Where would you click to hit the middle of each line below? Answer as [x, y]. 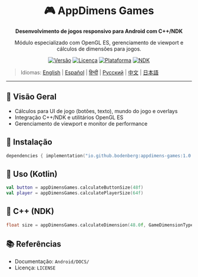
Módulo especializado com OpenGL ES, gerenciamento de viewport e [99, 42]
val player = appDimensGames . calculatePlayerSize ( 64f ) [75, 193]
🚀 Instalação [29, 142]
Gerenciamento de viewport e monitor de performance [81, 123]
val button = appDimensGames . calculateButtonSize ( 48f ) [75, 188]
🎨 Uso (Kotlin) [32, 174]
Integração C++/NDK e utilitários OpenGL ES [69, 117]
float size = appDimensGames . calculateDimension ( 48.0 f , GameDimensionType [100, 225]
